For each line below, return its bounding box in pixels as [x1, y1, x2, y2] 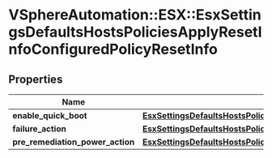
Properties [8, 72, 63, 86]
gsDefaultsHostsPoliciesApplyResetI [8, 23, 262, 41]
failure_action [12, 123, 66, 135]
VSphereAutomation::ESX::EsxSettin [8, 6, 261, 24]
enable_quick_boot [12, 110, 87, 121]
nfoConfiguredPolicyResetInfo [8, 41, 219, 58]
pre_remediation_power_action [12, 136, 135, 147]
